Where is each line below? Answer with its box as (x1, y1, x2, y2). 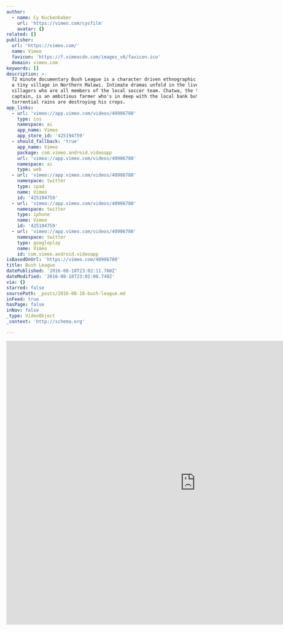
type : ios (17, 116, 42, 122)
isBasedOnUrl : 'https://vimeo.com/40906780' (6, 257, 120, 263)
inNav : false (6, 307, 39, 314)
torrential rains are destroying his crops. (11, 99, 126, 105)
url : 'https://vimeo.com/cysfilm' (17, 20, 104, 26)
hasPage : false (6, 302, 45, 308)
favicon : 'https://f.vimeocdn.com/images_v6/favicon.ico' (11, 54, 161, 60)
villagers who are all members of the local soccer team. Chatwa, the (11, 88, 194, 94)
